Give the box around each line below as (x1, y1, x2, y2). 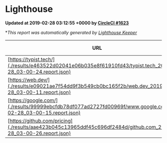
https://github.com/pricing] (9, 117, 73, 124)
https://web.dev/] (9, 76, 50, 83)
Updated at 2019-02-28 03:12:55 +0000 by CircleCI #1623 (5, 20, 129, 26)
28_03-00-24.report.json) (7, 68, 71, 75)
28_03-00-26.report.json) (7, 130, 71, 137)
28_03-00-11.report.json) (7, 88, 71, 95)
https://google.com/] (9, 97, 58, 104)
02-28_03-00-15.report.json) (7, 109, 81, 116)
